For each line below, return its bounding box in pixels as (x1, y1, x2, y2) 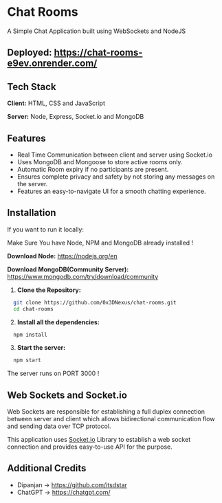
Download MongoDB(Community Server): (7, 265, 129, 273)
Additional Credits (7, 462, 87, 474)
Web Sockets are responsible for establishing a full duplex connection (7, 407, 205, 416)
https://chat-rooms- (54, 47, 143, 58)
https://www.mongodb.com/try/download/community (7, 272, 159, 280)
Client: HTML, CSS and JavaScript (7, 99, 105, 107)
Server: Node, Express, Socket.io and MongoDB (7, 113, 144, 121)
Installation (7, 207, 56, 219)
